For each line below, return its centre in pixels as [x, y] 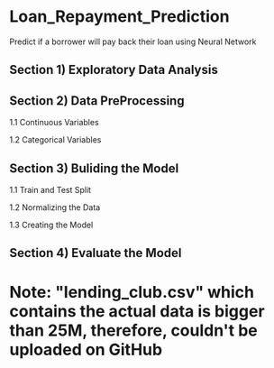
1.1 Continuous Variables [54, 123]
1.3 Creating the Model [51, 225]
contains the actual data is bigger [137, 311]
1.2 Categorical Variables [55, 140]
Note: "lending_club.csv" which [132, 292]
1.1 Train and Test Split [50, 189]
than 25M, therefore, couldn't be [134, 330]
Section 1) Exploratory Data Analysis [114, 70]
